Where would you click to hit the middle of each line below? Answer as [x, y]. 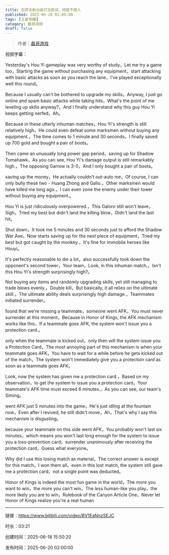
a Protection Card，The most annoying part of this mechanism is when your [84, 347]
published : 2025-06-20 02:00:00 [39, 15]
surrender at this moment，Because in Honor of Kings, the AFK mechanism [83, 318]
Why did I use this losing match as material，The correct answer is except [82, 459]
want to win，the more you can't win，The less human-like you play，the [81, 489]
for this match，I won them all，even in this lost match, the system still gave [84, 465]
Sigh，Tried [18, 213]
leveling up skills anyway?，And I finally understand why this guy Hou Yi [80, 107]
